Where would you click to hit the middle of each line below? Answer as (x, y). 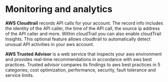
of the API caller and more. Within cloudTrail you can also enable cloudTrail (83, 33)
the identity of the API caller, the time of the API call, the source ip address (82, 28)
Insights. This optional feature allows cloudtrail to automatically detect (78, 39)
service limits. (20, 75)
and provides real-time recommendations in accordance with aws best (79, 59)
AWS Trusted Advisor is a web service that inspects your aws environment (84, 54)
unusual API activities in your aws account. (50, 44)
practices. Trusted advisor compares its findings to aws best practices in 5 (83, 64)
